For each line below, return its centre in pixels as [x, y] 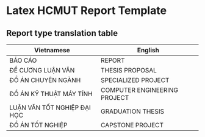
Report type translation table [62, 33]
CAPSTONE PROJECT [132, 125]
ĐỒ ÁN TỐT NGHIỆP [38, 125]
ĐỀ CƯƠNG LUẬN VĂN [42, 70]
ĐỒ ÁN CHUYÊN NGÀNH [45, 80]
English [148, 50]
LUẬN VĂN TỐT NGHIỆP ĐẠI [50, 107]
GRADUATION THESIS [132, 111]
